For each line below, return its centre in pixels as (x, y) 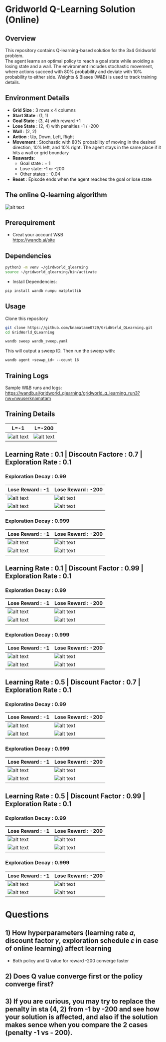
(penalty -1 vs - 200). (39, 1032)
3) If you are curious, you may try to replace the (80, 1001)
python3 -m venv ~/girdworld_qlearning (47, 267)
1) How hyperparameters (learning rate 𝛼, (70, 933)
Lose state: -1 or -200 (42, 168)
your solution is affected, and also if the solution (82, 1017)
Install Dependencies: (35, 282)
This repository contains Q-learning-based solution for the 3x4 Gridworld (81, 50)
